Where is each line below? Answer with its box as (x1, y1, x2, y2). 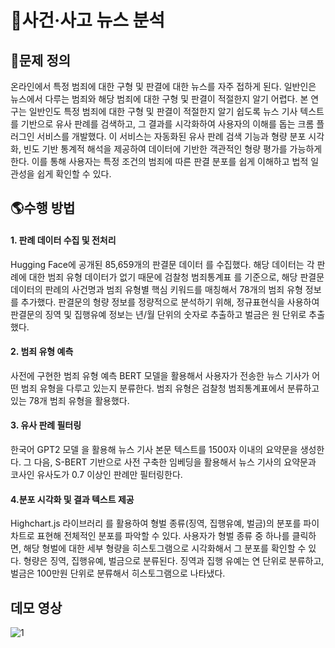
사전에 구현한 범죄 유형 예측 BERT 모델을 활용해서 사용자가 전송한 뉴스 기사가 (10, 369, 310, 381)
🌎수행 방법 (10, 200, 76, 217)
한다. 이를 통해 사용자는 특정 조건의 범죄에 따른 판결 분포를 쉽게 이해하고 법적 (10, 156, 309, 167)
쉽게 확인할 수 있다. (36, 168, 112, 180)
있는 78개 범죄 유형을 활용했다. (10, 394, 130, 406)
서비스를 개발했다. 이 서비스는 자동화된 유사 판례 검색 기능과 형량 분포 (36, 131, 307, 142)
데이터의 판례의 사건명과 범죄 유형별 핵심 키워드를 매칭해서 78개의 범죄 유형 (10, 283, 303, 295)
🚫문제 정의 (10, 52, 72, 69)
